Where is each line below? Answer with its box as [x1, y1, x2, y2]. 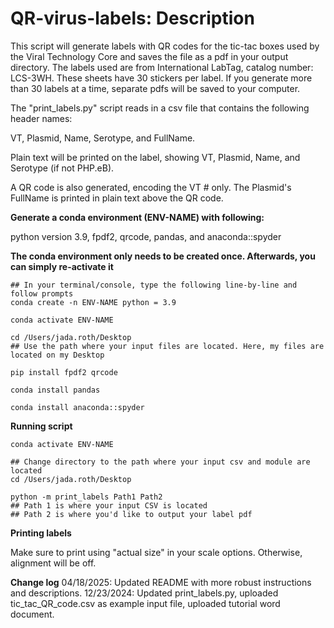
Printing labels [10, 527, 72, 539]
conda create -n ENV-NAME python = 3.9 [10, 297, 177, 307]
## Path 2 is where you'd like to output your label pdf [10, 509, 253, 519]
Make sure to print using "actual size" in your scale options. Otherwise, [10, 546, 303, 558]
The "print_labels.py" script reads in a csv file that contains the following [10, 102, 310, 114]
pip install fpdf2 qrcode [10, 367, 118, 377]
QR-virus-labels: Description [10, 7, 255, 30]
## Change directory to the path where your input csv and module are [10, 457, 311, 467]
